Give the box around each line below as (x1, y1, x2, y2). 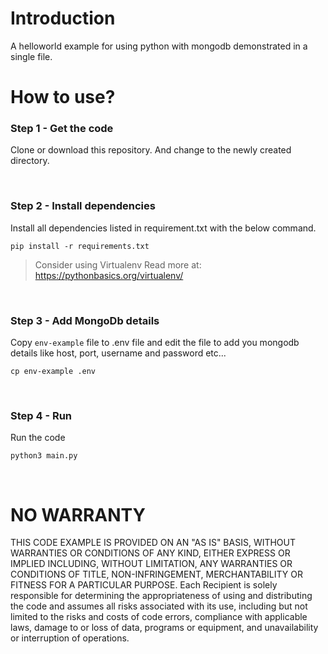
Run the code (10, 432, 66, 444)
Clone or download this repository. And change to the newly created (10, 144, 292, 156)
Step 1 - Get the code (10, 122, 114, 136)
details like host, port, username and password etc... (10, 347, 227, 359)
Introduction (10, 7, 116, 30)
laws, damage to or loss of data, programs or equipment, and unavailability (10, 622, 319, 634)
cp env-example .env (10, 367, 97, 377)
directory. (10, 155, 50, 167)
